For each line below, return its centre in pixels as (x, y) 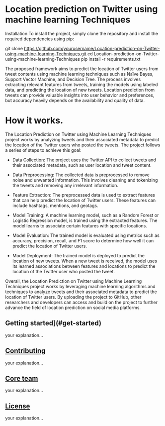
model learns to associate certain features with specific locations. (80, 225)
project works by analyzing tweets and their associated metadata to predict (82, 139)
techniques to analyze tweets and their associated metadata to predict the (81, 292)
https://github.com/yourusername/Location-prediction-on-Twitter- (92, 48)
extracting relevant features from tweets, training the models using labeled (82, 84)
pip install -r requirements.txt (111, 59)
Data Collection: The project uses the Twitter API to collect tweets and (84, 160)
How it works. (34, 121)
